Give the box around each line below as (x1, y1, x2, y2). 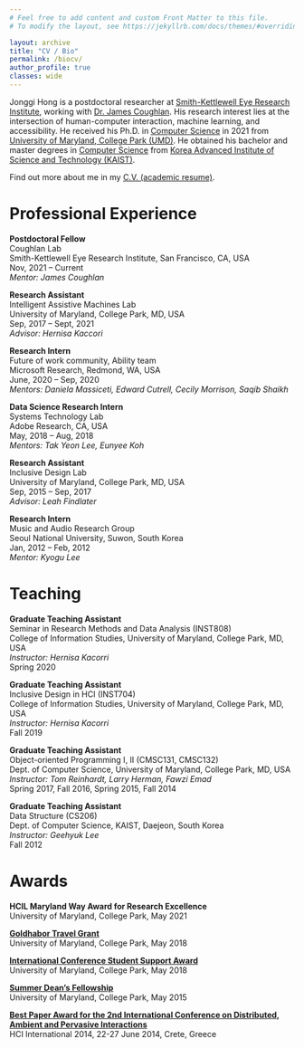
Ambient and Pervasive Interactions (9, 1019, 147, 1030)
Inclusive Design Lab (9, 467, 88, 478)
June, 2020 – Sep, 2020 (9, 374, 100, 385)
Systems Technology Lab (9, 411, 104, 422)
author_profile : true (9, 63, 91, 72)
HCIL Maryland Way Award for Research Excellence (9, 900, 208, 911)
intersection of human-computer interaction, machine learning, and (9, 115, 261, 127)
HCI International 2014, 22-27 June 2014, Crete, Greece (9, 1028, 217, 1039)
